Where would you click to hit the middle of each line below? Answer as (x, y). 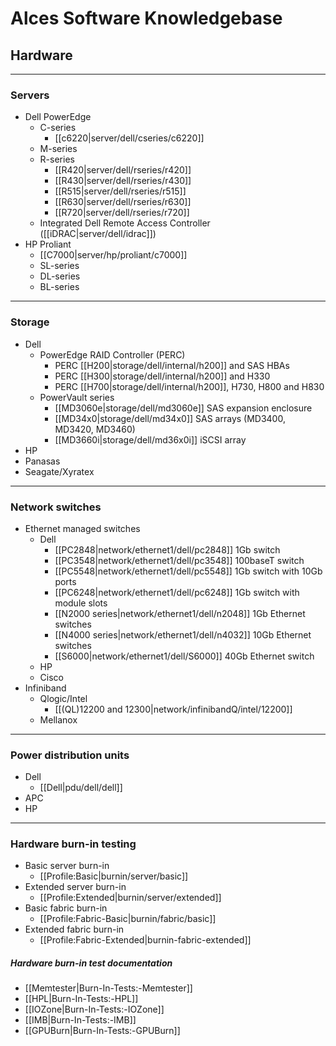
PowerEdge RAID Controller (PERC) (112, 354)
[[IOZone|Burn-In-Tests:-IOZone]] (94, 1009)
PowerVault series (77, 397)
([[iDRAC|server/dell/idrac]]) (98, 234)
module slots (81, 603)
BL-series (59, 287)
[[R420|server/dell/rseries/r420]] (123, 170)
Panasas (42, 461)
